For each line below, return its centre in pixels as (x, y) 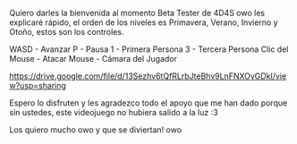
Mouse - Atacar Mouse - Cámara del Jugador (93, 59)
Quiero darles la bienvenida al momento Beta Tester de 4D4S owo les (137, 13)
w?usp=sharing (38, 85)
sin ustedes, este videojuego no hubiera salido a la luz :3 (114, 112)
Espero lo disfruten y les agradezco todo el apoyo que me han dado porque (148, 103)
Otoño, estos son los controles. (67, 32)
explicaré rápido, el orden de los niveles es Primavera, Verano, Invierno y (144, 22)
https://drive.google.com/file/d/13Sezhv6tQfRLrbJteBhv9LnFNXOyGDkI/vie (148, 76)
